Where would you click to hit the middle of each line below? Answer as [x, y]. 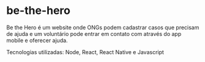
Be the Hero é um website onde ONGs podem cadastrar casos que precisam [103, 27]
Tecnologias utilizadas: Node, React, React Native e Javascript [85, 52]
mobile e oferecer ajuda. [37, 40]
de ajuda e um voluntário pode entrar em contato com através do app [94, 33]
